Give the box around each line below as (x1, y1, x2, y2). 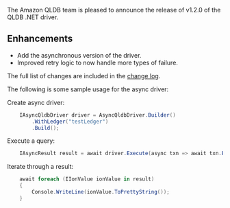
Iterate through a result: (7, 163, 74, 171)
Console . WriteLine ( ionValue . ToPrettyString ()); (31, 189, 170, 196)
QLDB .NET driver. (7, 13, 59, 21)
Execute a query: (7, 137, 55, 145)
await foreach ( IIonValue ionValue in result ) (19, 176, 155, 183)
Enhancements (7, 33, 73, 45)
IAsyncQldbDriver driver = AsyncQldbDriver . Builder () (19, 111, 176, 119)
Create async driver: (7, 98, 65, 106)
